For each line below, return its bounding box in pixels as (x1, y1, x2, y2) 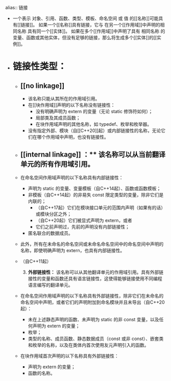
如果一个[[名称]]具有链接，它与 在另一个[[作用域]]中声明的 (38, 22, 160, 28)
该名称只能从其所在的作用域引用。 (28, 96, 100, 101)
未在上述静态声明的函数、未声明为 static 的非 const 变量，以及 (28, 316, 159, 322)
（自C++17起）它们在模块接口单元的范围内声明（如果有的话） (35, 204, 166, 211)
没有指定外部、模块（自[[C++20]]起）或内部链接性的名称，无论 (28, 127, 161, 133)
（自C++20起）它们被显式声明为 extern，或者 (35, 217, 132, 223)
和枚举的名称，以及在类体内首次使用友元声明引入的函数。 (28, 342, 149, 348)
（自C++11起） (20, 258, 52, 264)
